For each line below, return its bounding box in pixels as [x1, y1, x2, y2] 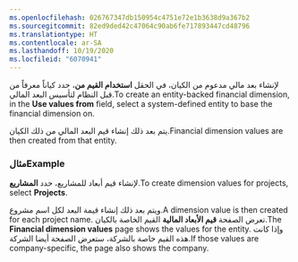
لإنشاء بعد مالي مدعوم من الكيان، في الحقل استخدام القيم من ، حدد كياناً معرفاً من [9, 80, 279, 90]
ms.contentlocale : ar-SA [9, 38, 102, 48]
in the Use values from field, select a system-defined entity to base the [9, 99, 273, 109]
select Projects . [9, 188, 68, 198]
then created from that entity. [9, 135, 118, 145]
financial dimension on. [9, 109, 96, 118]
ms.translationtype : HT [9, 30, 98, 39]
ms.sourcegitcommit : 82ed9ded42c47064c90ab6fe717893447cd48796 [9, 22, 251, 31]
